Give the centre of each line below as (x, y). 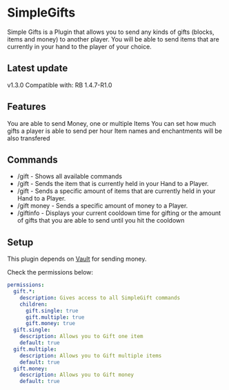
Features (27, 107)
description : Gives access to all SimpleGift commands (100, 298)
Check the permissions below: (50, 272)
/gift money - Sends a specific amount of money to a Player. (102, 206)
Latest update (38, 68)
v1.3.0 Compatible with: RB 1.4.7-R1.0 (60, 85)
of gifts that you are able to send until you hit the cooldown (101, 221)
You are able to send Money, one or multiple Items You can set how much (112, 123)
